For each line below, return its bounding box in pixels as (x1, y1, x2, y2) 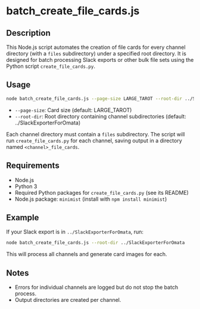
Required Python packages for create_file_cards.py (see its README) (14, 189, 189, 196)
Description (6, 28, 51, 38)
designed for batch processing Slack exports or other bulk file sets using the (6, 57, 194, 63)
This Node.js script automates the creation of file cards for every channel (6, 43, 186, 51)
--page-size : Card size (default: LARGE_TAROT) (14, 106, 132, 114)
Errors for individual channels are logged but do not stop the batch (14, 284, 179, 291)
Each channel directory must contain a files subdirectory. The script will (6, 130, 185, 138)
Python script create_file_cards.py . (6, 63, 95, 70)
